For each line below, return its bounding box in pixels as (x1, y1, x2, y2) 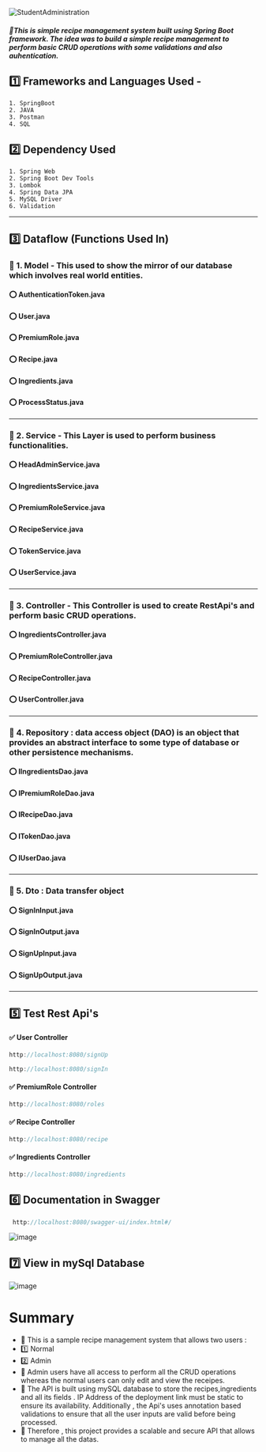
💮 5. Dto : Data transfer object (9, 886, 125, 897)
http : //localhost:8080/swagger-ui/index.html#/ (12, 1218, 172, 1226)
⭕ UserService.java (9, 568, 77, 577)
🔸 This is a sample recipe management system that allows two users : (20, 1335, 247, 1344)
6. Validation (9, 202, 56, 210)
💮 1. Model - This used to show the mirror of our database (9, 259, 233, 270)
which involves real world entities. (9, 270, 144, 281)
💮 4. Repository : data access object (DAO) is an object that (9, 727, 240, 738)
